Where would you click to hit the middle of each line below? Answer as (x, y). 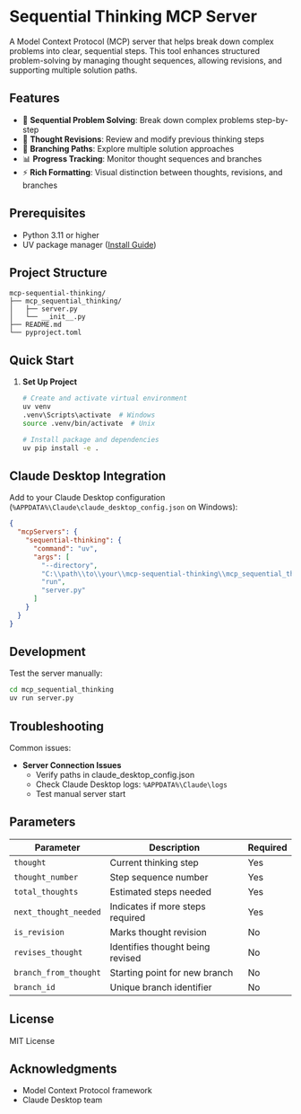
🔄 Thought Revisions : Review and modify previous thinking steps (143, 139)
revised (125, 958)
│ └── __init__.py (48, 317)
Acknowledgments (64, 1070)
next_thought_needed (57, 912)
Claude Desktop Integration (88, 476)
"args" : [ (51, 557)
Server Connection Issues (72, 765)
